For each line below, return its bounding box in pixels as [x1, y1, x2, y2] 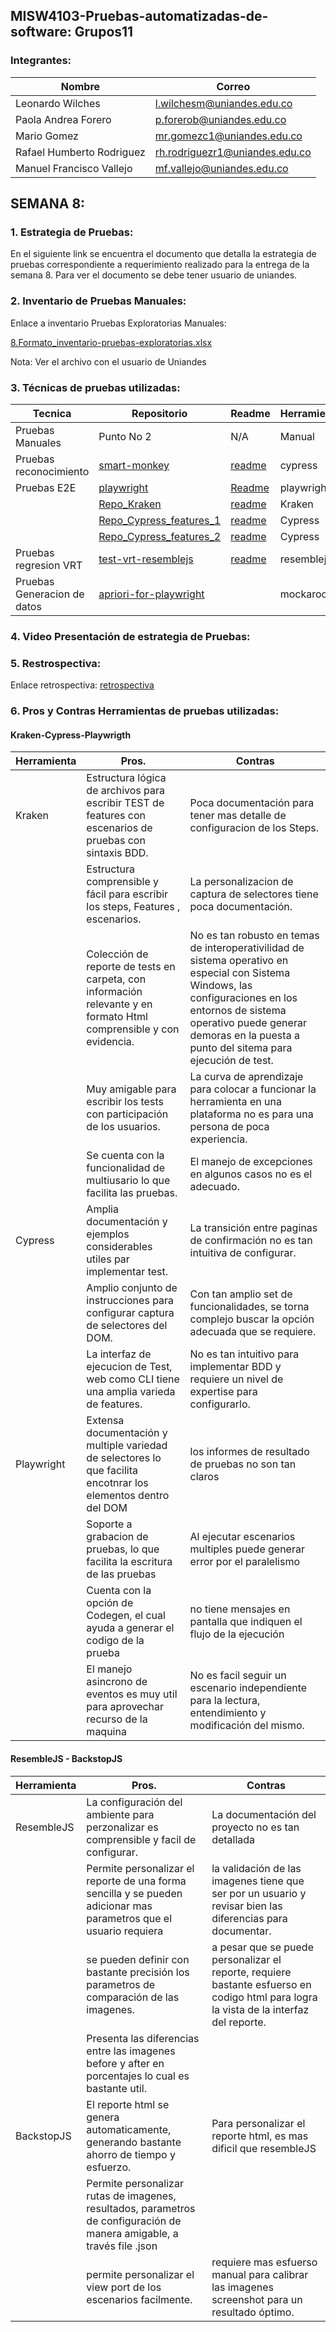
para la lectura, [189, 1694, 261, 1708]
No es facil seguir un [189, 1669, 287, 1683]
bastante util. [86, 2081, 147, 2095]
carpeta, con [86, 972, 147, 986]
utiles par [86, 1252, 130, 1266]
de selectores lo [86, 1451, 162, 1465]
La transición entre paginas [189, 1221, 318, 1235]
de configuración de [86, 2214, 182, 2228]
